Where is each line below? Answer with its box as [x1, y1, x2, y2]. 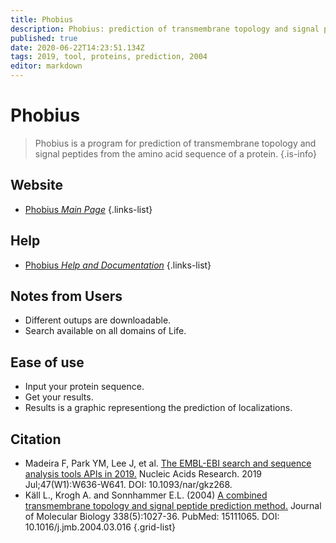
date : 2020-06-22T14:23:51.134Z [10, 42, 145, 53]
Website [10, 177, 63, 194]
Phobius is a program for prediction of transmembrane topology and [34, 137, 317, 149]
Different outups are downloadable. [24, 314, 172, 326]
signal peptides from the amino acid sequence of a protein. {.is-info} [34, 147, 317, 160]
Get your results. [24, 391, 94, 403]
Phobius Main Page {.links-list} [24, 203, 153, 215]
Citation [10, 431, 62, 448]
